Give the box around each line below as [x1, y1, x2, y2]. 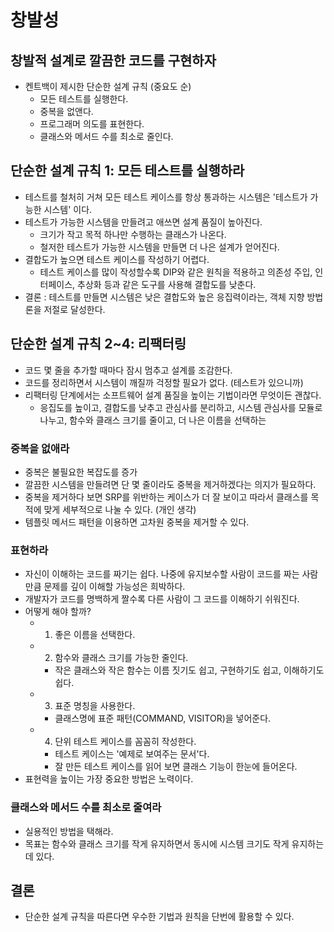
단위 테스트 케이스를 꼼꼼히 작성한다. [54, 736, 197, 748]
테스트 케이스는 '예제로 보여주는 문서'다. [54, 748, 210, 760]
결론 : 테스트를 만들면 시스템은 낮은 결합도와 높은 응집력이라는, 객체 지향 [24, 291, 305, 303]
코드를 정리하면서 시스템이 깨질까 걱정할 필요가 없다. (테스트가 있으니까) [24, 376, 304, 388]
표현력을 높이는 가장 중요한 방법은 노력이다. [24, 773, 194, 785]
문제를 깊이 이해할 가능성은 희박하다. [43, 581, 186, 593]
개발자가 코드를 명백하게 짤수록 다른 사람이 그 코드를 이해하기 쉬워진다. [24, 593, 300, 605]
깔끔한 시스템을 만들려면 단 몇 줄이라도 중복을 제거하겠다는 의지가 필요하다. [24, 478, 317, 490]
